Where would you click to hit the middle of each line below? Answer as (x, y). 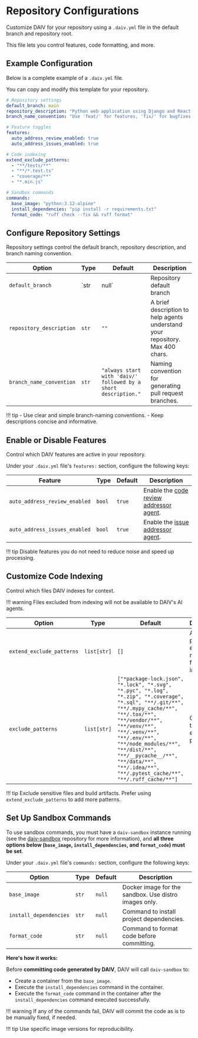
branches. (164, 401)
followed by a (121, 382)
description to (169, 310)
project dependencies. (153, 919)
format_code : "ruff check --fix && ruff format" (72, 215)
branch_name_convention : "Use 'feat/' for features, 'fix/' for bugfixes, (100, 116)
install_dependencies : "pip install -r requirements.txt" (84, 209)
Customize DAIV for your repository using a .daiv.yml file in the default (93, 27)
